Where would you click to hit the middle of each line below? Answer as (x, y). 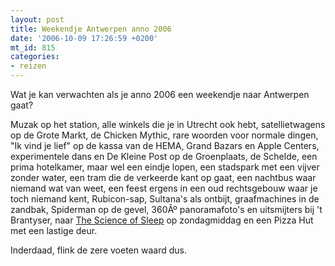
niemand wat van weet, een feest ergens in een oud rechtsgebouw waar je (164, 188)
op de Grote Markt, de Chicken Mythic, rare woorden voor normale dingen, (164, 135)
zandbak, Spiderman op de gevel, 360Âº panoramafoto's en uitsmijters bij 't (166, 209)
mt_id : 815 (33, 47)
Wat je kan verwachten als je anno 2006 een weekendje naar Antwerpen (160, 94)
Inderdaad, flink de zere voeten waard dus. (98, 250)
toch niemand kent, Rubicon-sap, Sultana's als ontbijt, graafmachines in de (165, 199)
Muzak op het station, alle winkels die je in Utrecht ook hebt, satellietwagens (168, 124)
